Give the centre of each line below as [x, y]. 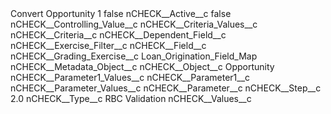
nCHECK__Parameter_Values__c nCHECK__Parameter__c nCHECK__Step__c [166, 88]
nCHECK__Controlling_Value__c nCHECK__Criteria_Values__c [134, 24]
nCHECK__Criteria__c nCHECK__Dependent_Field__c [118, 35]
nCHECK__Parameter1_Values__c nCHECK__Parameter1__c [130, 77]
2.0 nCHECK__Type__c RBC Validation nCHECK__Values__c [131, 98]
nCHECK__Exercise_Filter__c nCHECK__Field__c [108, 45]
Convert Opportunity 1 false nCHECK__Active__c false [121, 13]
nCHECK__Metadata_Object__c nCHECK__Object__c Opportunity [142, 66]
